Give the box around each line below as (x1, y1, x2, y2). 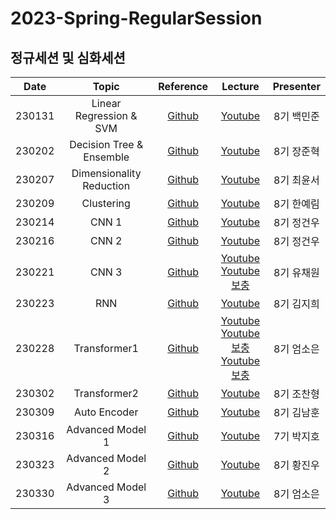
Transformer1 (73, 342, 139, 355)
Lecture (221, 80, 260, 93)
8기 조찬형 (273, 387, 320, 401)
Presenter (272, 80, 321, 93)
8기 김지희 (273, 297, 320, 311)
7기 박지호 (273, 430, 320, 443)
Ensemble (83, 150, 130, 164)
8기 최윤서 (273, 173, 320, 187)
